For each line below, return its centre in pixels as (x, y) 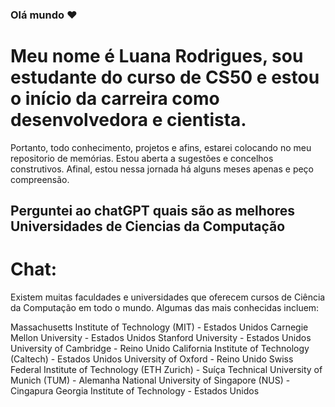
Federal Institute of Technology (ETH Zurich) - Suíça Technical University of (166, 370)
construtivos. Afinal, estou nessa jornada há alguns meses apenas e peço (162, 169)
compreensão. (40, 179)
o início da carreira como (115, 99)
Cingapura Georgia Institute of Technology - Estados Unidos (135, 391)
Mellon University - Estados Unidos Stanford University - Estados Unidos (161, 338)
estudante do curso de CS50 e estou (165, 77)
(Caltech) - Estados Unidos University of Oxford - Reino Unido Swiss (152, 359)
